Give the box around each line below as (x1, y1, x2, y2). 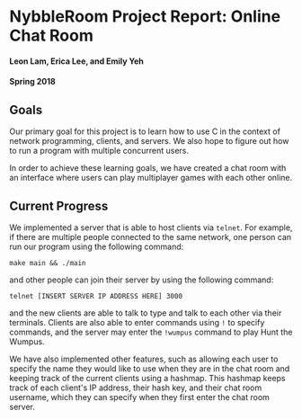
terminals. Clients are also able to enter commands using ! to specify (9, 317, 265, 327)
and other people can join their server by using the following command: (9, 274, 274, 285)
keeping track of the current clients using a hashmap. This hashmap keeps (9, 373, 286, 383)
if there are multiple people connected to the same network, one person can (9, 232, 292, 242)
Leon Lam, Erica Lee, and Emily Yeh (9, 56, 144, 67)
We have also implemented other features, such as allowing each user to (9, 353, 279, 364)
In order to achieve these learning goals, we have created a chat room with (9, 163, 287, 174)
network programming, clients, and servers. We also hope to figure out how (9, 136, 289, 147)
